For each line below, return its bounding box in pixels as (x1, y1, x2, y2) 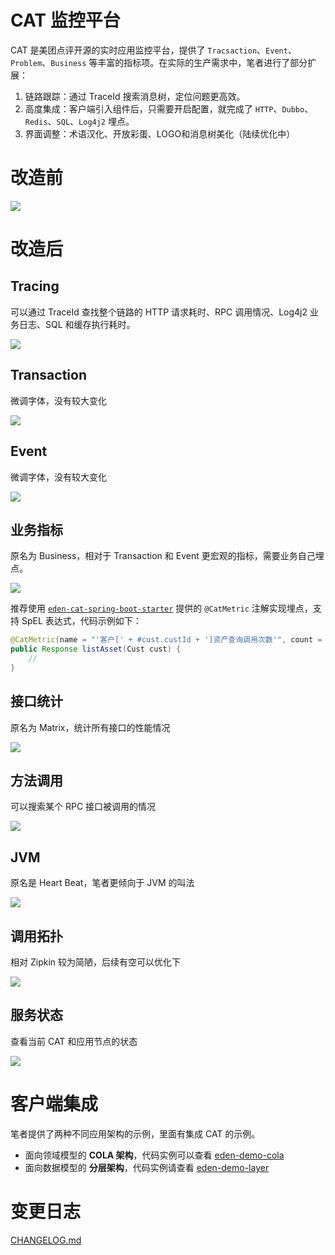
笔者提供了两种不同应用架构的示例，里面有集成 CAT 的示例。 (10, 1127, 261, 1140)
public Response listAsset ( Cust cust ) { (10, 644, 182, 655)
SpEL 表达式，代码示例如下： (21, 615, 142, 627)
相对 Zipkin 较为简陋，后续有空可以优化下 (10, 956, 181, 968)
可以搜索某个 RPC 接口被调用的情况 (10, 801, 157, 813)
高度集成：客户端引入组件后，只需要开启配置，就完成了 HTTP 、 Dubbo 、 (24, 102, 314, 115)
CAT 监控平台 (10, 9, 121, 32)
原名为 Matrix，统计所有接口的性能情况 (10, 721, 171, 733)
